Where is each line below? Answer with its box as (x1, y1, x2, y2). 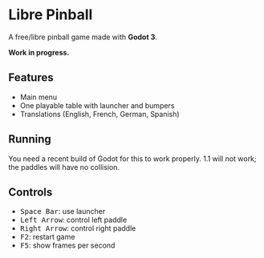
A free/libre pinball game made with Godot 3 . (8, 32, 158, 42)
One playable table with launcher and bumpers (19, 100, 175, 110)
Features (8, 71, 54, 85)
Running (8, 132, 52, 146)
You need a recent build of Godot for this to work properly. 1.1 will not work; (8, 154, 257, 163)
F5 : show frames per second (19, 240, 116, 250)
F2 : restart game (19, 232, 75, 242)
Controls (8, 185, 53, 199)
